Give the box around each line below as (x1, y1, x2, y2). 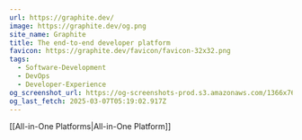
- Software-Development (17, 64, 106, 73)
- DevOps (17, 72, 50, 81)
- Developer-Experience (17, 80, 106, 89)
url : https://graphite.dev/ (9, 13, 115, 22)
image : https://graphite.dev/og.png (9, 22, 147, 31)
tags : (9, 55, 30, 64)
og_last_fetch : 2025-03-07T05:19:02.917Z (9, 96, 167, 106)
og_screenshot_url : (9, 88, 83, 97)
